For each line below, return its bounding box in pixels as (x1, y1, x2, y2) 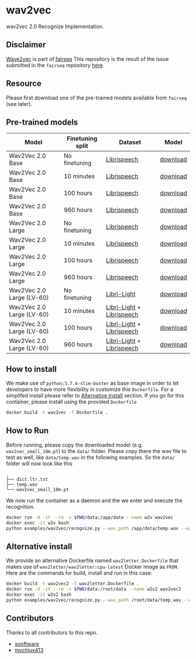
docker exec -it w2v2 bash (6, 592, 72, 598)
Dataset (118, 138, 142, 146)
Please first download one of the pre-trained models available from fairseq (6, 94, 187, 101)
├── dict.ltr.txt (6, 476, 48, 482)
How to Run (6, 425, 49, 436)
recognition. (6, 503, 35, 510)
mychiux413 (14, 646, 44, 653)
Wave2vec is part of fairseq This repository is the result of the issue (6, 55, 169, 62)
